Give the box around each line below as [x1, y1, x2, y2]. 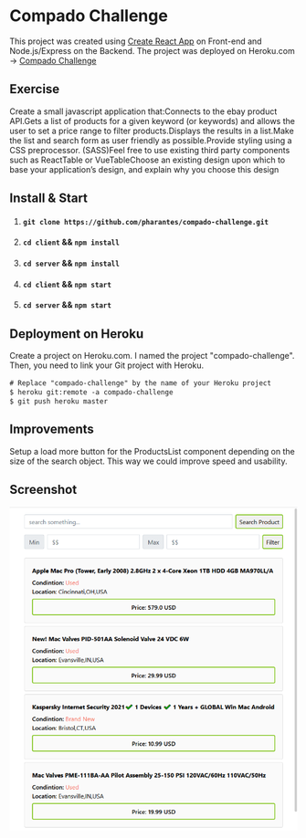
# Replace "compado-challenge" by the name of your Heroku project [9, 378, 272, 388]
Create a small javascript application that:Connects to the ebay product [9, 106, 278, 117]
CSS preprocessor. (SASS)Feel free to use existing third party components [9, 144, 290, 155]
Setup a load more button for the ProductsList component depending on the [9, 445, 295, 456]
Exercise [9, 81, 60, 97]
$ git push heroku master [9, 396, 108, 406]
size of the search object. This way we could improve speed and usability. [9, 456, 288, 466]
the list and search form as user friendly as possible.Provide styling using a [9, 134, 292, 146]
